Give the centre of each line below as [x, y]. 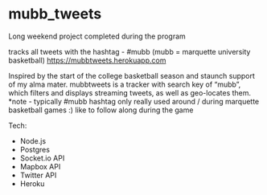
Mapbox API [40, 166]
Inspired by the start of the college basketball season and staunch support [132, 75]
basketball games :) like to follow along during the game [101, 110]
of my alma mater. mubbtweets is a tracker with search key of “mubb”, [125, 84]
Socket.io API [42, 158]
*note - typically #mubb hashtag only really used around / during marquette [134, 101]
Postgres [35, 149]
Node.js [33, 140]
